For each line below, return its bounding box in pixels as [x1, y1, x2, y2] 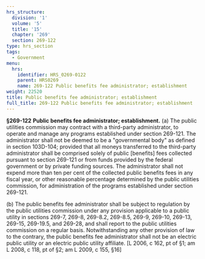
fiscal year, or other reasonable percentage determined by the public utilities [6, 175, 199, 182]
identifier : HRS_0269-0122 [17, 72, 86, 78]
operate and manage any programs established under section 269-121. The [6, 130, 196, 137]
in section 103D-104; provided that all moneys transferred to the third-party [6, 143, 196, 150]
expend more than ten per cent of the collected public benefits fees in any [6, 169, 193, 176]
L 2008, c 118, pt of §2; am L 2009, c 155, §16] [6, 246, 122, 253]
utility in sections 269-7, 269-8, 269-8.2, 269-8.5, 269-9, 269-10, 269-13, [6, 213, 192, 220]
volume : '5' [12, 20, 43, 26]
